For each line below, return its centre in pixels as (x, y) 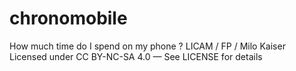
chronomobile (68, 18)
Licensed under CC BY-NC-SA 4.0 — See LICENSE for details (136, 56)
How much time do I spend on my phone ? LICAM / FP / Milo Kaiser (147, 46)
